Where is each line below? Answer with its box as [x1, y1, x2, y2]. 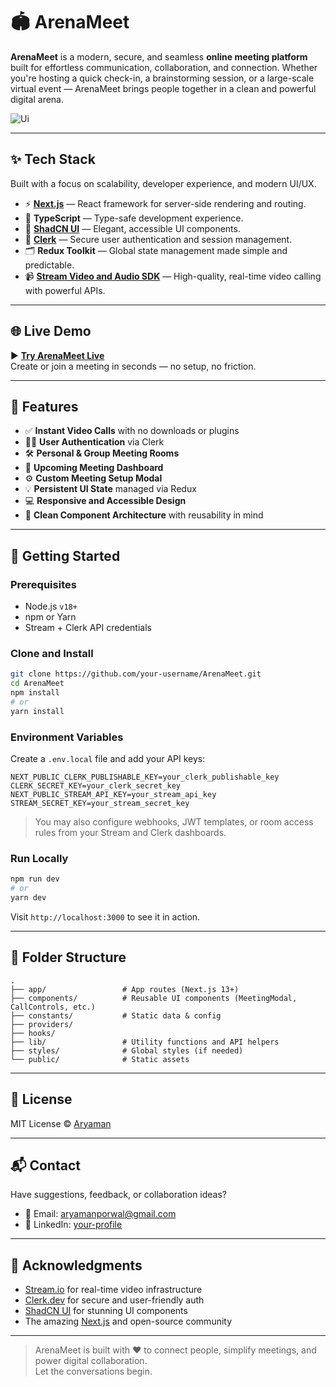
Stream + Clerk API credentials [24, 622, 152, 634]
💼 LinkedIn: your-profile [24, 1219, 123, 1231]
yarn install [10, 706, 65, 716]
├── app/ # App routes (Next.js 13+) [10, 984, 240, 994]
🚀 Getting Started [10, 547, 121, 564]
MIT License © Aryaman [10, 1117, 112, 1129]
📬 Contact [10, 1157, 81, 1174]
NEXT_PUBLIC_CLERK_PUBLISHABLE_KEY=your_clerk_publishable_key [10, 772, 280, 783]
